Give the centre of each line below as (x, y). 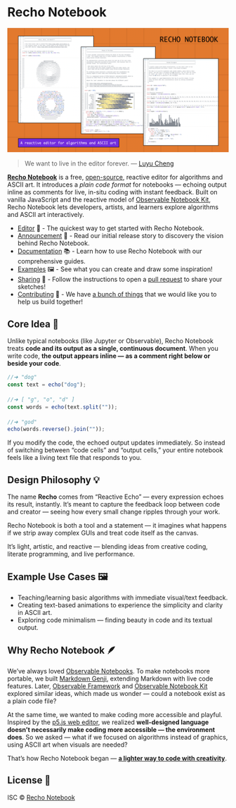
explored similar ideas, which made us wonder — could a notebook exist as (117, 693)
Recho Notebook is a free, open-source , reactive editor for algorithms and (115, 178)
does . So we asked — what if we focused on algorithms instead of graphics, (118, 737)
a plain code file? (32, 701)
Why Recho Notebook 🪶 (62, 651)
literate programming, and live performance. (71, 554)
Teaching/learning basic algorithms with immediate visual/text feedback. (123, 597)
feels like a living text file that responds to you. (74, 458)
